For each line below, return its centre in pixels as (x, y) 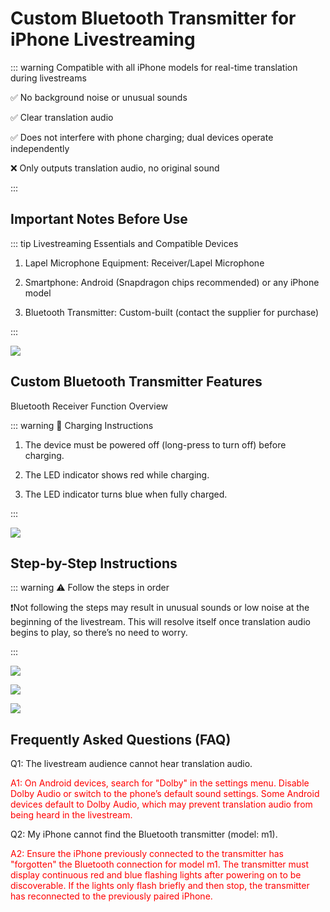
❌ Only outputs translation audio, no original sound (115, 168)
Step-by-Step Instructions (94, 563)
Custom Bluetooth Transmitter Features (136, 382)
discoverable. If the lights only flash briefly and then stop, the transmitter (160, 886)
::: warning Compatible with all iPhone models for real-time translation (154, 67)
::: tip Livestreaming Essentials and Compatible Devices (124, 243)
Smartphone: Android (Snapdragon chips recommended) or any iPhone (172, 282)
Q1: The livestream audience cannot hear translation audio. (131, 764)
